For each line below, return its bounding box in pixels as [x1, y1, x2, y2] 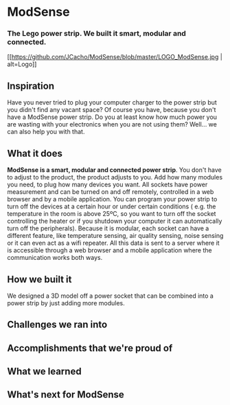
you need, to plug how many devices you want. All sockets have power [7, 180, 208, 189]
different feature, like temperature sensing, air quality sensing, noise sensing [7, 232, 224, 240]
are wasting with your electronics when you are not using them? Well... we [7, 120, 218, 129]
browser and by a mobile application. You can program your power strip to [7, 195, 218, 204]
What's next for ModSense [7, 389, 125, 401]
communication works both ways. [7, 254, 103, 262]
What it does [7, 147, 63, 159]
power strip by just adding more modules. [7, 298, 125, 307]
